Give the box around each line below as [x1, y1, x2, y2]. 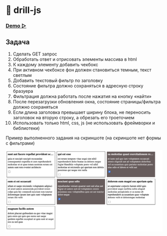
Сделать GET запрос [12, 51, 57, 57]
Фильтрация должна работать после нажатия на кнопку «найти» [12, 93, 152, 99]
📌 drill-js [5, 4, 41, 16]
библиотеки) [12, 125, 40, 131]
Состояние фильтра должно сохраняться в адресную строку [12, 82, 144, 89]
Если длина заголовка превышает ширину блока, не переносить [12, 109, 151, 115]
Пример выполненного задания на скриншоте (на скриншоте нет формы [5, 135, 162, 141]
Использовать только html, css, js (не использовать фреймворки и [12, 120, 155, 126]
